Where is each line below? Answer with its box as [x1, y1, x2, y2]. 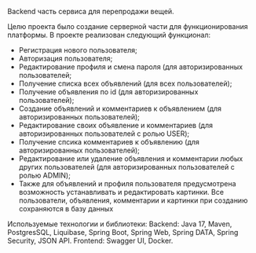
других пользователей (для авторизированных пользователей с [18, 163, 235, 171]
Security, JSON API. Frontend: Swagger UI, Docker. [7, 236, 174, 245]
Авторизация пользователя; [18, 54, 113, 63]
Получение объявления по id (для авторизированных [18, 87, 199, 97]
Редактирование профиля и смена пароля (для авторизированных [18, 62, 243, 71]
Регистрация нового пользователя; [18, 46, 138, 54]
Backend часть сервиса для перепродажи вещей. [7, 7, 174, 16]
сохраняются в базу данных [18, 204, 114, 213]
